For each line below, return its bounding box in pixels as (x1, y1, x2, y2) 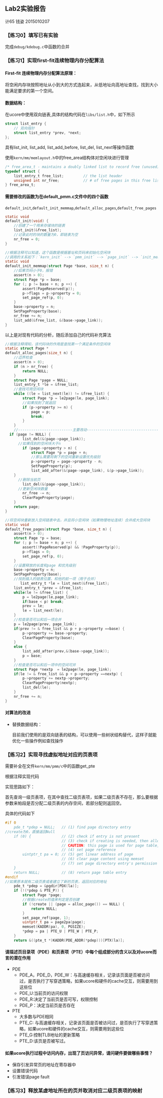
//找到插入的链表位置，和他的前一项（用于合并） (14, 576, 98, 581)
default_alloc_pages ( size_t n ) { (5, 351, 73, 356)
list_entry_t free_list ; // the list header (14, 173, 123, 179)
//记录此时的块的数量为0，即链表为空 (14, 233, 79, 237)
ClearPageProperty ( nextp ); (22, 681, 77, 685)
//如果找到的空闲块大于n (17, 441, 61, 446)
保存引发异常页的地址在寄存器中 (12, 1062, 76, 1068)
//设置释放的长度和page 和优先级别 (14, 563, 76, 568)
